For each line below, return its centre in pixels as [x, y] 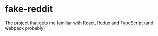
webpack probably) [25, 28]
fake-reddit [29, 9]
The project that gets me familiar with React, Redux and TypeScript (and [79, 23]
